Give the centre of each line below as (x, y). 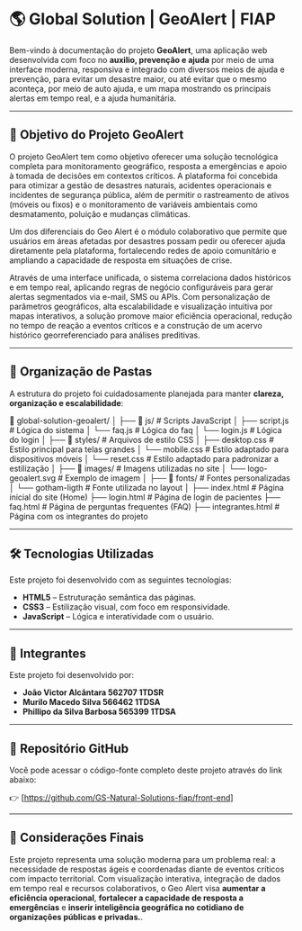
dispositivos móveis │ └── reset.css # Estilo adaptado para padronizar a (144, 458)
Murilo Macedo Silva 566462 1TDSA (91, 702)
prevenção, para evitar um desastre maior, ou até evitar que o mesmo (138, 78)
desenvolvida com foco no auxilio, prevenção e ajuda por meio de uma (142, 59)
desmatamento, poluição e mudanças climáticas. (100, 213)
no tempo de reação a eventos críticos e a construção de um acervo (136, 325)
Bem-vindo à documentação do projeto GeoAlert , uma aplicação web (138, 50)
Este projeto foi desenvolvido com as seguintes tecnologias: (120, 580)
